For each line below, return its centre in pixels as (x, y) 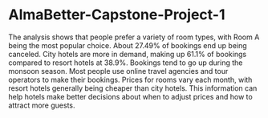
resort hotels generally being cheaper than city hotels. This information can (133, 88)
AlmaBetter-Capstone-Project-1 (117, 15)
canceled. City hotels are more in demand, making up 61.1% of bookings (128, 54)
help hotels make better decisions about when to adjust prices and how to (130, 96)
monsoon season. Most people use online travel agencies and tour (118, 71)
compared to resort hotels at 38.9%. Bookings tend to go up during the (126, 63)
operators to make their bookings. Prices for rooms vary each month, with (130, 79)
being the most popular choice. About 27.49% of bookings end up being (128, 45)
